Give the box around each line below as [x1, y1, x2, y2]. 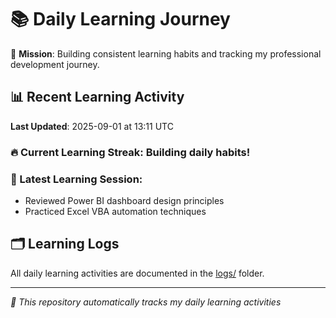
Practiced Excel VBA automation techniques [24, 205, 207, 217]
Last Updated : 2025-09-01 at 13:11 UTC [10, 120, 174, 132]
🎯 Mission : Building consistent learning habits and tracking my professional [10, 47, 322, 60]
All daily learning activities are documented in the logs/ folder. [10, 267, 265, 279]
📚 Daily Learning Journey [10, 8, 231, 31]
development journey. [10, 58, 100, 70]
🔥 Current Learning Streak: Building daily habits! [10, 145, 251, 159]
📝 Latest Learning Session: [10, 172, 143, 186]
